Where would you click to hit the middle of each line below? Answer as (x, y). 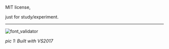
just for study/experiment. (32, 17)
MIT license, (18, 7)
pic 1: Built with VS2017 (29, 41)
